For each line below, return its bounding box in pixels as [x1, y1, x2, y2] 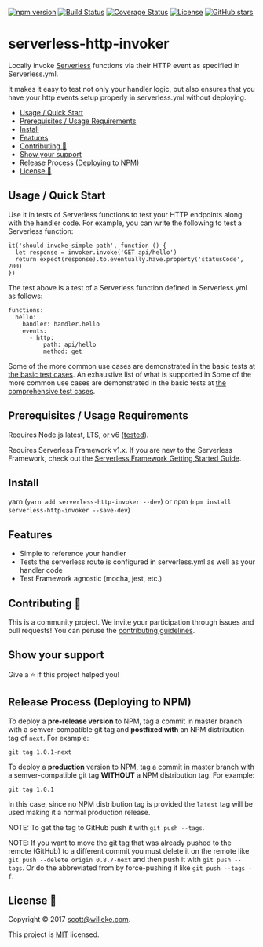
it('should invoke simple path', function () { [8, 242, 167, 249]
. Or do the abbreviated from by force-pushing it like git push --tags [22, 863, 246, 872]
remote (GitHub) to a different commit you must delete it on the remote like [8, 846, 250, 855]
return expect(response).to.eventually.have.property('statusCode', [15, 255, 244, 263]
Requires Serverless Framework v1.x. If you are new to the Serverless [8, 445, 233, 454]
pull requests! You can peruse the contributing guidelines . [8, 626, 195, 635]
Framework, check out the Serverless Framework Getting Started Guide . [8, 453, 242, 463]
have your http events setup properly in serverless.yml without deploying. [8, 93, 247, 102]
